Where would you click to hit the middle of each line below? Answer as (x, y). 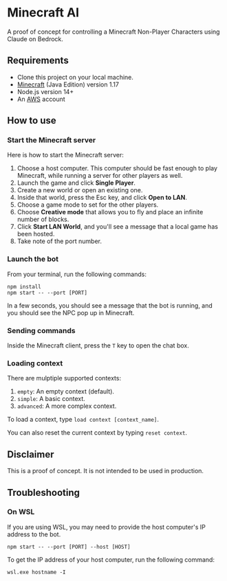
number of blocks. (43, 219)
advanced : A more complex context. (67, 406)
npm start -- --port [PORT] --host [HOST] (69, 547)
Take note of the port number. (59, 241)
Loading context (35, 363)
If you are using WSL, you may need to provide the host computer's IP (107, 527)
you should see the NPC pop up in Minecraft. (71, 312)
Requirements (38, 61)
